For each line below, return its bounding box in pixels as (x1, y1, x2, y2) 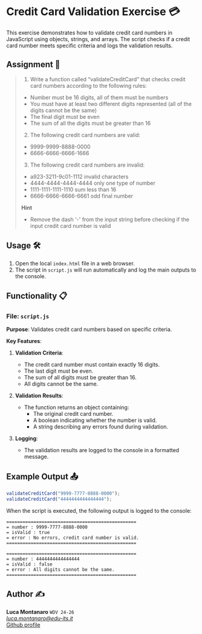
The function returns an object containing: (24, 404, 129, 411)
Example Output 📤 (6, 471, 79, 482)
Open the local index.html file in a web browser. (15, 259, 135, 267)
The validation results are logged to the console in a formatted (24, 447, 180, 454)
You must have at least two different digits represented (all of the (30, 100, 192, 107)
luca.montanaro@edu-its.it (6, 615, 74, 622)
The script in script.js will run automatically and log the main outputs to (15, 266, 197, 273)
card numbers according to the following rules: (30, 82, 147, 89)
